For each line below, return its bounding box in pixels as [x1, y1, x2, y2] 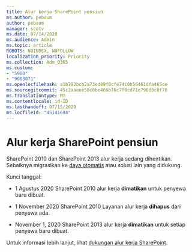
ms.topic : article [6, 43, 52, 49]
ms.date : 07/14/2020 [6, 31, 58, 37]
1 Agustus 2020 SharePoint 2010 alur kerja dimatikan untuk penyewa [14, 185, 186, 192]
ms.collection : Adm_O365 [6, 59, 68, 65]
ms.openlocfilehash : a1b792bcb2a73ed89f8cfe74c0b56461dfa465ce [6, 82, 168, 88]
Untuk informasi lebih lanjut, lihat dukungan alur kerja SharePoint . [6, 239, 168, 247]
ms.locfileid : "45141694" [6, 109, 71, 115]
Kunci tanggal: [6, 173, 42, 180]
